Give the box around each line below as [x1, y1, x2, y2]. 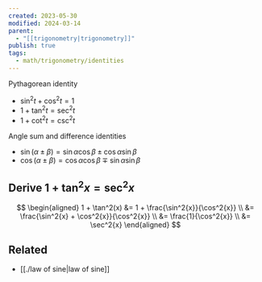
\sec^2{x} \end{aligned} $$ [89, 219, 181, 230]
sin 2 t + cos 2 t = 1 [19, 94, 75, 106]
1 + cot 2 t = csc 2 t [19, 114, 76, 125]
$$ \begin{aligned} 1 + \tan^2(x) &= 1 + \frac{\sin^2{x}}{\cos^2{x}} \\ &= [16, 202, 255, 212]
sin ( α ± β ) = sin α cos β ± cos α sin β [19, 147, 137, 156]
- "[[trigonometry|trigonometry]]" [15, 34, 135, 43]
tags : [8, 49, 27, 57]
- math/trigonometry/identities [15, 57, 125, 65]
